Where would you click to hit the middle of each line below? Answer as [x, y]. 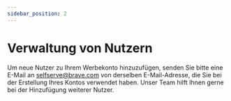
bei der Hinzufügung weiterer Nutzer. [61, 90]
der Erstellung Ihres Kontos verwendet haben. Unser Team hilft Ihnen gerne [116, 82]
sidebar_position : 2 [37, 14]
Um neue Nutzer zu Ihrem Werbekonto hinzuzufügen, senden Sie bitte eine [115, 68]
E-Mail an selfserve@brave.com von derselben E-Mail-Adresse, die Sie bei [114, 75]
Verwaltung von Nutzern [80, 48]
